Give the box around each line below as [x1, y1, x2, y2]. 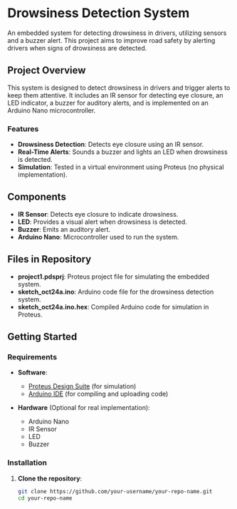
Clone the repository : [17, 474, 83, 483]
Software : [17, 369, 48, 377]
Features [7, 123, 39, 133]
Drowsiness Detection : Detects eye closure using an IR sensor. [17, 140, 204, 149]
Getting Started [7, 331, 78, 343]
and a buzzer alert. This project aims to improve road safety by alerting [7, 36, 216, 44]
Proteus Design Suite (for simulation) [28, 382, 137, 391]
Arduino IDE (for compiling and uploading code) [28, 390, 169, 399]
